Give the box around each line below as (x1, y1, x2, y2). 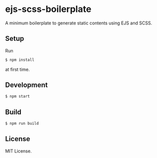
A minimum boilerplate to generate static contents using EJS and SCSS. (5, 20, 153, 26)
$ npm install (5, 57, 35, 62)
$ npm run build (5, 121, 39, 126)
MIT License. (5, 148, 32, 154)
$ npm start (5, 94, 30, 99)
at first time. (5, 66, 30, 72)
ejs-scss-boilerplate (5, 3, 92, 15)
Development (5, 81, 48, 89)
